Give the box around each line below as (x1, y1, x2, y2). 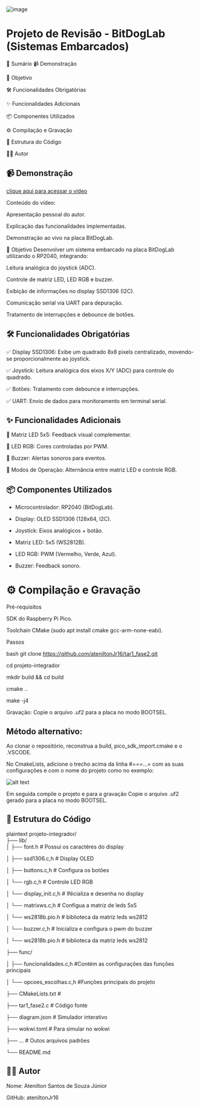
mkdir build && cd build (6, 674, 64, 681)
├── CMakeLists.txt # (6, 990, 62, 997)
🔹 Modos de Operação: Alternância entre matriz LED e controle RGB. (6, 466, 177, 474)
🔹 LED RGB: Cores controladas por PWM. (6, 443, 109, 450)
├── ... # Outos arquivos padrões (6, 1036, 90, 1044)
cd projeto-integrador (6, 662, 60, 669)
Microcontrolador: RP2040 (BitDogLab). (15, 503, 115, 511)
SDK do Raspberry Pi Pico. (6, 615, 73, 623)
